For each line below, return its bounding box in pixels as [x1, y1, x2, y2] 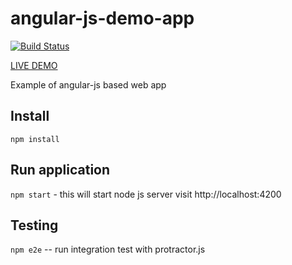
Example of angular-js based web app [10, 78, 167, 91]
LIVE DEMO [10, 59, 58, 71]
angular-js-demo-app [10, 7, 195, 30]
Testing [10, 217, 59, 234]
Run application [10, 162, 111, 179]
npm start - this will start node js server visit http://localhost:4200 [10, 188, 282, 200]
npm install [10, 134, 60, 144]
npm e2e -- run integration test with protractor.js [10, 243, 206, 256]
